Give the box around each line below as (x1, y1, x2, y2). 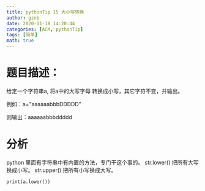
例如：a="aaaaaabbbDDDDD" (6, 100, 81, 107)
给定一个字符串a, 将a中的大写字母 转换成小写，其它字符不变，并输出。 (6, 87, 184, 95)
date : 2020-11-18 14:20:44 (6, 20, 75, 26)
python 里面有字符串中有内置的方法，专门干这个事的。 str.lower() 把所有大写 (6, 158, 199, 166)
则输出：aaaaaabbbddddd (6, 113, 72, 120)
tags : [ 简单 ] (6, 32, 38, 38)
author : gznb (6, 15, 40, 21)
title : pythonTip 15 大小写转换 (6, 9, 84, 15)
